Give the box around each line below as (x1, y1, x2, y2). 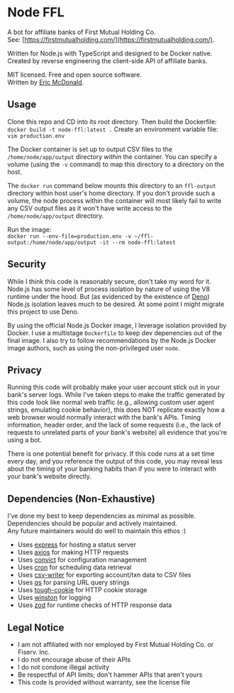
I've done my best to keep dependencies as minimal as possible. (7, 512, 196, 520)
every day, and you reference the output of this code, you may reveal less (7, 457, 223, 466)
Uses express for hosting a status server (17, 540, 137, 549)
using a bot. (7, 436, 43, 444)
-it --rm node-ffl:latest (99, 239, 176, 246)
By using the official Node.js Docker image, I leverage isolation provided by (7, 321, 227, 329)
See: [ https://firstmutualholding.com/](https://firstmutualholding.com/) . (7, 35, 215, 43)
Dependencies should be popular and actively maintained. (7, 519, 177, 528)
